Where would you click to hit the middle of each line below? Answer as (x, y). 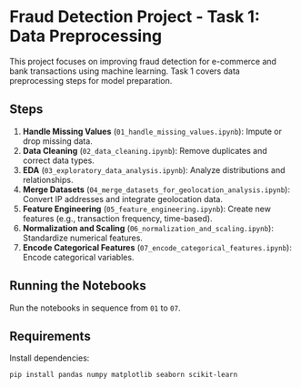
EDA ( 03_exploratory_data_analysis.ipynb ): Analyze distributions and (154, 169)
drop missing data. (57, 141)
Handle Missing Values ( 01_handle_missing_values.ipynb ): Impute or (152, 131)
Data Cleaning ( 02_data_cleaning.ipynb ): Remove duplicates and (145, 150)
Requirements (50, 336)
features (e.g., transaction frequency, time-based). (117, 218)
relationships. (48, 179)
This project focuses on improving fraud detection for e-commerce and (143, 61)
